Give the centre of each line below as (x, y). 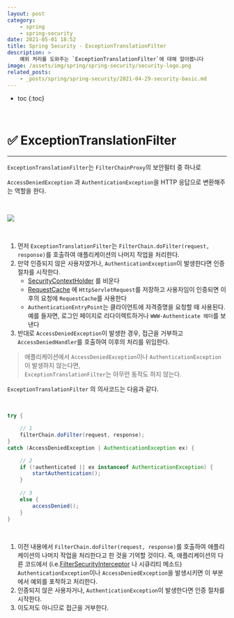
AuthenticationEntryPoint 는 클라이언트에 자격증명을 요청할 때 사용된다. (126, 307)
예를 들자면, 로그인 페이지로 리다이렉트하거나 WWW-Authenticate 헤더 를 (123, 316)
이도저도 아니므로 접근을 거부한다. (63, 608)
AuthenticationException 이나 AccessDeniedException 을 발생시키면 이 (114, 573)
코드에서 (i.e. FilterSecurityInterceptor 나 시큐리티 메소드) (103, 564)
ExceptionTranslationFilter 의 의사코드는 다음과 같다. (83, 389)
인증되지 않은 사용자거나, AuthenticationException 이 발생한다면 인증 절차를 (121, 590)
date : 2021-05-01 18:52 (42, 40)
